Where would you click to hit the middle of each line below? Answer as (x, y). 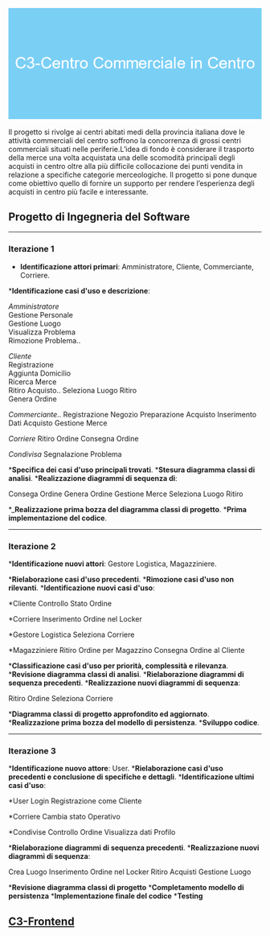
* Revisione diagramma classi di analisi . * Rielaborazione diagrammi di (126, 674)
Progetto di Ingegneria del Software (99, 217)
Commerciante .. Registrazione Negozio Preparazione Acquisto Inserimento (133, 414)
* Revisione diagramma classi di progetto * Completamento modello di (126, 888)
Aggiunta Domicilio (39, 373)
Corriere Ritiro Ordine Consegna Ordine (74, 438)
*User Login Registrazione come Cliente (75, 801)
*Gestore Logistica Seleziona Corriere (72, 634)
